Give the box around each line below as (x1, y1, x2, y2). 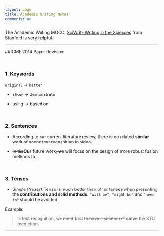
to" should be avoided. (12, 197, 59, 203)
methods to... (12, 153, 39, 159)
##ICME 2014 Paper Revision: (5, 49, 65, 55)
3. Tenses (5, 175, 29, 182)
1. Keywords (5, 71, 35, 77)
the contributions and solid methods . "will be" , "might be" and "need (12, 191, 155, 197)
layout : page (5, 7, 32, 12)
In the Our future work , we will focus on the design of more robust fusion (12, 148, 158, 154)
